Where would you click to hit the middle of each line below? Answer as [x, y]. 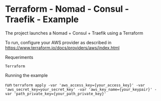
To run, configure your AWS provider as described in [58, 42]
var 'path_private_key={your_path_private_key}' [56, 94]
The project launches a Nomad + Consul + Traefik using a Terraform [74, 33]
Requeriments [19, 57]
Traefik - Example [42, 19]
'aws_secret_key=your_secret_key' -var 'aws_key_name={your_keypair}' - [81, 89]
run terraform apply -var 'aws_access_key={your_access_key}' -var [75, 85]
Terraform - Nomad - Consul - [67, 9]
